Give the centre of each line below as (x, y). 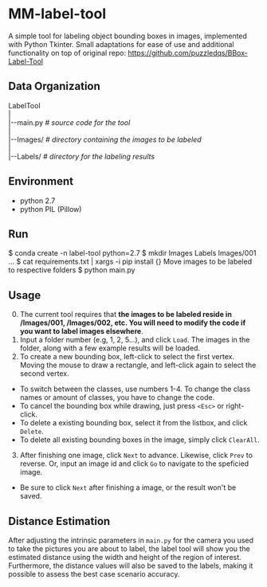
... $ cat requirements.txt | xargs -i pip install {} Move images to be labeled (130, 262)
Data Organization (55, 86)
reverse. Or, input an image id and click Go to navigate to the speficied (134, 464)
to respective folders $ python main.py (72, 270)
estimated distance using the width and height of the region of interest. (125, 557)
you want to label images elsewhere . (81, 331)
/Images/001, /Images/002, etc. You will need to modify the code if (132, 323)
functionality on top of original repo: (67, 53)
